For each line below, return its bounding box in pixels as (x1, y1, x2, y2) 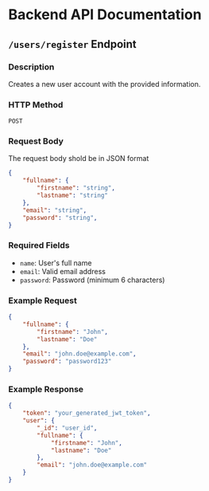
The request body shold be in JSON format (8, 154, 149, 163)
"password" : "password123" (22, 357, 112, 366)
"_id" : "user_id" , (37, 424, 98, 432)
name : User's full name (19, 257, 92, 268)
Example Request (8, 295, 77, 306)
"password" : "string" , (22, 214, 98, 222)
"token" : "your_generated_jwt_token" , (22, 409, 151, 418)
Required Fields (8, 240, 70, 251)
